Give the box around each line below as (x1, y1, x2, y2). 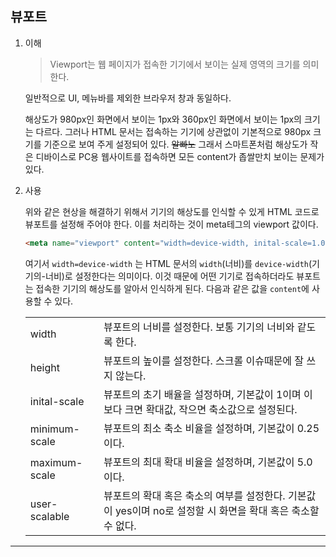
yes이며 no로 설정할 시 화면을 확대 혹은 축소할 (114, 503, 320, 517)
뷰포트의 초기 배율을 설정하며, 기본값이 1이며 (103, 387, 302, 401)
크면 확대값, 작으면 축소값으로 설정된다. (124, 402, 298, 416)
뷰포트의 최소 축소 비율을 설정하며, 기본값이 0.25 (103, 421, 320, 435)
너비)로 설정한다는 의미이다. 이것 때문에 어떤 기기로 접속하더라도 (44, 270, 295, 282)
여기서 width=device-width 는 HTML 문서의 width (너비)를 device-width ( (24, 257, 313, 269)
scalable (29, 509, 70, 523)
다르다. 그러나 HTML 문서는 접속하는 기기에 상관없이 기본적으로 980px (35, 125, 312, 137)
